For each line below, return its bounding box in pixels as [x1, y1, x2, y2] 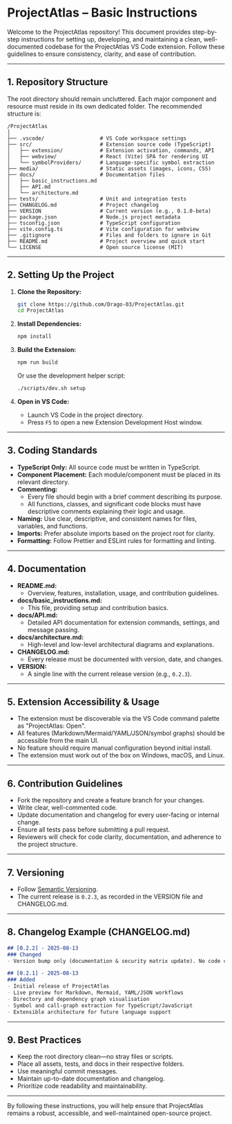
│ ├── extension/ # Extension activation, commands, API [7, 147, 215, 154]
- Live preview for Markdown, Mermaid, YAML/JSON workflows [7, 989, 184, 997]
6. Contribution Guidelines [7, 777, 123, 789]
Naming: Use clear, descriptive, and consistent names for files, [17, 514, 197, 523]
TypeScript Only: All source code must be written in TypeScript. [17, 463, 201, 471]
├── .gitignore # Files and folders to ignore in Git [7, 232, 212, 239]
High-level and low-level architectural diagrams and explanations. [27, 640, 215, 648]
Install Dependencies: [17, 320, 81, 328]
